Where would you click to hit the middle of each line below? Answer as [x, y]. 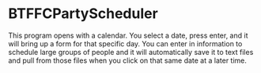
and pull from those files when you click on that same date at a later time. [128, 60]
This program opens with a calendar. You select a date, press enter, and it [128, 35]
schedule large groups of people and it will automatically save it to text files [131, 52]
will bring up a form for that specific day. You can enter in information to [125, 43]
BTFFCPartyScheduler [83, 14]
